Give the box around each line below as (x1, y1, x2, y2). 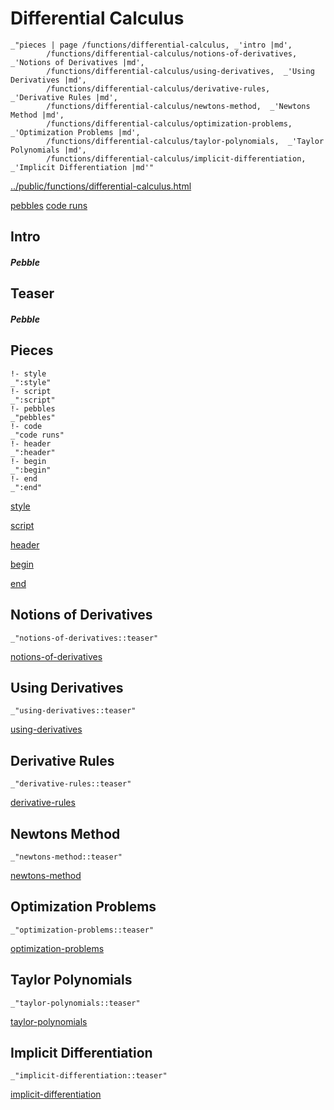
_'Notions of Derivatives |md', (10, 57, 145, 67)
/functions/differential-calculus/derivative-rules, (46, 83, 271, 94)
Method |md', (10, 110, 65, 120)
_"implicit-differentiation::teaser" (10, 1071, 168, 1081)
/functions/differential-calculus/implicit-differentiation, (46, 153, 307, 164)
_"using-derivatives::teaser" (10, 706, 137, 716)
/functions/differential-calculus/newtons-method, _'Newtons (46, 101, 311, 111)
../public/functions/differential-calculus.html (10, 180, 192, 192)
